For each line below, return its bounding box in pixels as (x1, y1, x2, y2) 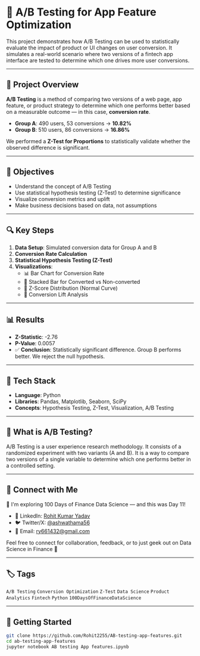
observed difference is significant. (6, 144, 90, 151)
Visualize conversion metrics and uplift (14, 195, 110, 202)
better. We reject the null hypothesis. (14, 353, 105, 360)
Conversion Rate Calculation (14, 250, 87, 258)
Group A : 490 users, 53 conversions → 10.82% (14, 119, 132, 127)
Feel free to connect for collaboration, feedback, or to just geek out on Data (6, 539, 192, 546)
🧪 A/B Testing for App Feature (6, 5, 157, 19)
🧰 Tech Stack (6, 376, 56, 386)
